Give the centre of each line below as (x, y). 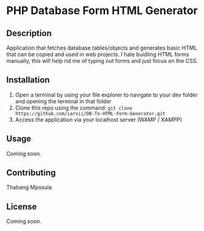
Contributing (31, 173)
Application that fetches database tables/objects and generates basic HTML (102, 48)
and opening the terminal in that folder (63, 101)
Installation (28, 80)
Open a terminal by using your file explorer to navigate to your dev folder (106, 95)
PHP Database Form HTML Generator (102, 11)
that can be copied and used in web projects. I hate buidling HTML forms (98, 54)
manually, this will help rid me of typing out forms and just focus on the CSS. (102, 61)
